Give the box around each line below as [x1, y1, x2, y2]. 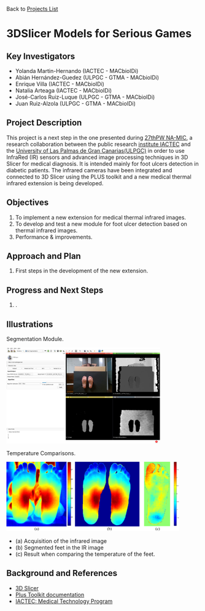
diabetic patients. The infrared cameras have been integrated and [6, 166, 172, 174]
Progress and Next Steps [6, 285, 104, 295]
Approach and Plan [6, 251, 81, 261]
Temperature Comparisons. [6, 450, 75, 457]
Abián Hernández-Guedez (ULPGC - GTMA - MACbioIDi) [15, 74, 160, 81]
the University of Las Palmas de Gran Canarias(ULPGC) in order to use [6, 147, 185, 154]
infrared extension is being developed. [6, 179, 104, 186]
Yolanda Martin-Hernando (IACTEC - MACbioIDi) [15, 67, 139, 74]
